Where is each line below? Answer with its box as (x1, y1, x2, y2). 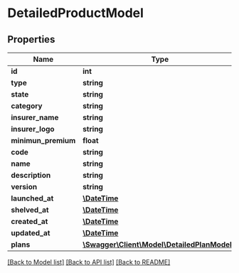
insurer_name (11, 112, 59, 122)
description (11, 171, 51, 180)
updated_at (11, 228, 51, 237)
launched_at (11, 193, 54, 203)
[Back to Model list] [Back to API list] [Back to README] (7, 258, 171, 266)
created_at (11, 217, 48, 226)
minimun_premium (11, 136, 76, 145)
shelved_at (11, 205, 49, 215)
